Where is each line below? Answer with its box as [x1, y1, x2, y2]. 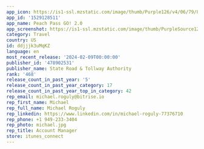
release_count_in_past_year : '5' [6, 77, 91, 83]
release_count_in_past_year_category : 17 [6, 83, 113, 89]
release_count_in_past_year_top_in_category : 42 [6, 88, 132, 94]
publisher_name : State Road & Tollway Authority [6, 65, 132, 72]
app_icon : [6, 9, 32, 15]
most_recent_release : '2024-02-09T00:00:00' [6, 54, 121, 60]
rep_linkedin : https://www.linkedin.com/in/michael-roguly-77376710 [6, 111, 183, 117]
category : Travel [6, 32, 50, 38]
